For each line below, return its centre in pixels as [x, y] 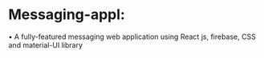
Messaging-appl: [67, 15]
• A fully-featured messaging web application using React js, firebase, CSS [132, 37]
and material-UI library [45, 44]
